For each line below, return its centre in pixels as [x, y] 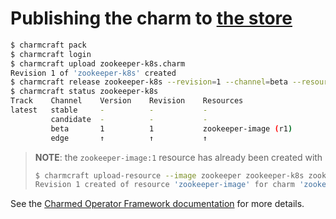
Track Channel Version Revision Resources [127, 101]
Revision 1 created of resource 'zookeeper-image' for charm [165, 185]
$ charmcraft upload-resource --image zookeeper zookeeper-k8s [169, 175]
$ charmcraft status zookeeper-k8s [84, 92]
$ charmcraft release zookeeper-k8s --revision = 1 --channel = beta [149, 82]
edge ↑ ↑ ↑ [129, 138]
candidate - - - [129, 119]
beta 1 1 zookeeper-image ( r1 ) [171, 128]
